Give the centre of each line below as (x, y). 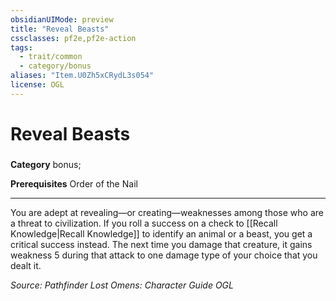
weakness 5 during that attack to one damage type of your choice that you (164, 255)
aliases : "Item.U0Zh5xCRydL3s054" (82, 76)
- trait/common (51, 57)
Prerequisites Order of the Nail (74, 183)
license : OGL (37, 85)
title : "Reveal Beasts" (60, 29)
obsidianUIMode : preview (62, 19)
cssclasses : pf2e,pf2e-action (73, 38)
